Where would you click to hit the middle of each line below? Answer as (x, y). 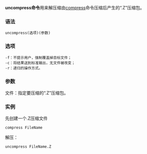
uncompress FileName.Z (28, 147)
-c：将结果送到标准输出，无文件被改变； (40, 63)
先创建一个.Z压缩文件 (26, 118)
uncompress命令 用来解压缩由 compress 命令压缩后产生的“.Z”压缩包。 (75, 8)
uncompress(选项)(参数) (28, 33)
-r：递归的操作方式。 (24, 68)
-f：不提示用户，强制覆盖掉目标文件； (38, 58)
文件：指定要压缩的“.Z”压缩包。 (37, 93)
